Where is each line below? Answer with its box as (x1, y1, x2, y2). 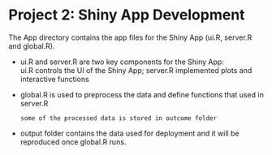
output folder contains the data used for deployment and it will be (19, 128, 240, 138)
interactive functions (19, 74, 89, 84)
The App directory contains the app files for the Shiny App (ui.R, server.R (8, 32, 253, 42)
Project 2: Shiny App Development (8, 6, 245, 24)
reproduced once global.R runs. (19, 136, 127, 147)
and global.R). (8, 41, 55, 50)
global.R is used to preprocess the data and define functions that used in (19, 89, 264, 99)
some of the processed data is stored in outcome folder (19, 114, 218, 123)
